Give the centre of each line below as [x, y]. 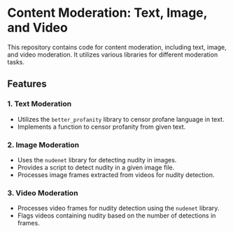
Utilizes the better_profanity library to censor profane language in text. [121, 119]
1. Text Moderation [40, 104]
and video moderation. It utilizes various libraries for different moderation [113, 55]
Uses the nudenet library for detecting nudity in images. [97, 160]
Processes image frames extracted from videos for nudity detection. [116, 175]
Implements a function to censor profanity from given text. [101, 127]
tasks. [16, 62]
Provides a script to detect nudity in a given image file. [96, 167]
